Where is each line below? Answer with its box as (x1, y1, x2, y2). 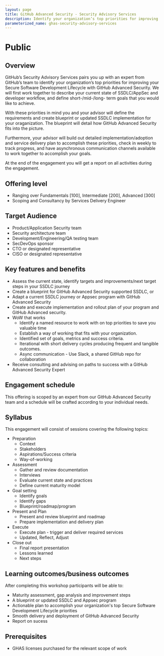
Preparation (12, 436, 36, 441)
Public (5, 42, 31, 53)
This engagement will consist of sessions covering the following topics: (5, 426, 149, 432)
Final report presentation (19, 545, 69, 551)
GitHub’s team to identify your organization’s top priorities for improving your (5, 79, 159, 86)
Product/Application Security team (12, 225, 82, 231)
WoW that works (12, 315, 45, 320)
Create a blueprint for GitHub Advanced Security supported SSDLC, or (12, 289, 154, 294)
